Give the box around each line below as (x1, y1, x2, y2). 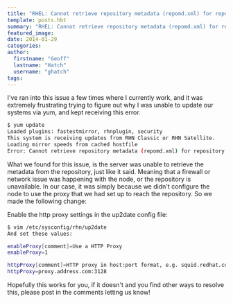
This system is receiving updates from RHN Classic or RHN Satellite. (7, 135, 216, 142)
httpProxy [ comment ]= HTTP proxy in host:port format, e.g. (7, 261, 178, 269)
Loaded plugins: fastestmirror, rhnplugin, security (7, 128, 163, 135)
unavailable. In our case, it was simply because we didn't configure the (7, 182, 210, 191)
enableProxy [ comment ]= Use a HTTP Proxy (7, 243, 123, 250)
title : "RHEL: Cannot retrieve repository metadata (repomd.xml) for (7, 10, 213, 17)
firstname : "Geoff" (13, 55, 70, 62)
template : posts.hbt (7, 17, 67, 24)
